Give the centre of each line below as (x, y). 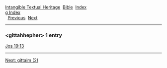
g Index (13, 12)
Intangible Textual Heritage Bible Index (46, 7)
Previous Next (22, 18)
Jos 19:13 (15, 46)
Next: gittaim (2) (22, 60)
